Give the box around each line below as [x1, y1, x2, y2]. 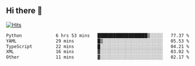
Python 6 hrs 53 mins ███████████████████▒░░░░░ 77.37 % [6, 33, 190, 39]
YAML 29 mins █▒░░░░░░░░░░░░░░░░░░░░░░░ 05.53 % [6, 38, 190, 44]
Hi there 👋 [6, 6, 43, 16]
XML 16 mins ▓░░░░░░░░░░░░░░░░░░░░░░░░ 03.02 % [6, 49, 190, 55]
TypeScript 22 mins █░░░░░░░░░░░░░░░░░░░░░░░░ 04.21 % [6, 43, 190, 50]
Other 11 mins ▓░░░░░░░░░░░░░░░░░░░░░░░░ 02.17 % [6, 54, 190, 60]
